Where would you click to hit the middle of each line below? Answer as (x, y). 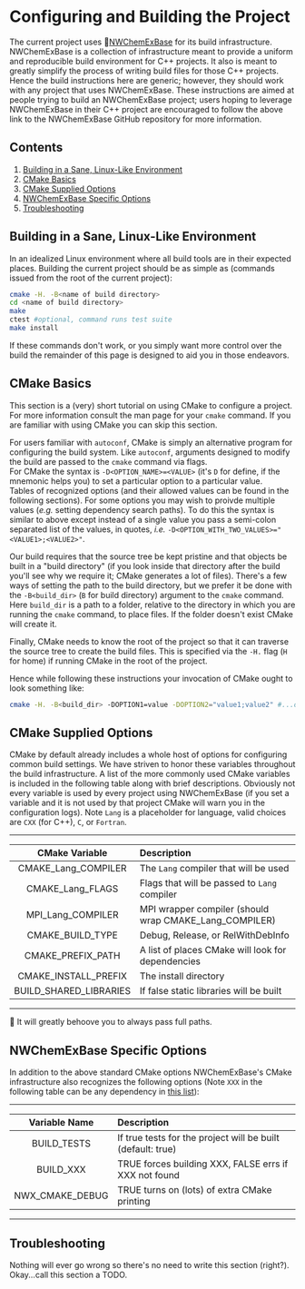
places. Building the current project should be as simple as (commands (142, 268)
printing (134, 1202)
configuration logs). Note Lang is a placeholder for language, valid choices (148, 812)
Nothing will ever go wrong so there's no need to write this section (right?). (149, 1265)
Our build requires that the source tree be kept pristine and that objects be (148, 556)
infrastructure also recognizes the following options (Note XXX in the (136, 1082)
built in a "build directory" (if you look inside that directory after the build (145, 566)
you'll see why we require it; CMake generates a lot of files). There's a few (148, 576)
